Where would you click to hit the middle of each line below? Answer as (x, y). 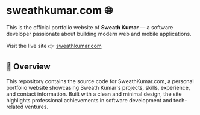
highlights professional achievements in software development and (89, 100)
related (15, 107)
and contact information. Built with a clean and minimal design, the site (94, 94)
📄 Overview (28, 67)
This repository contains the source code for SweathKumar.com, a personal (100, 81)
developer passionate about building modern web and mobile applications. (99, 34)
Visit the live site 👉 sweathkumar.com (54, 46)
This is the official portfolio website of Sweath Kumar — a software (90, 27)
